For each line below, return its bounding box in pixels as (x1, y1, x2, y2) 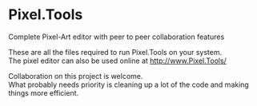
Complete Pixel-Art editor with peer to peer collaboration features (8, 32, 225, 41)
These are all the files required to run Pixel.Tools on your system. (8, 47, 223, 57)
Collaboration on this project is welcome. (8, 71, 143, 80)
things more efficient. (8, 88, 79, 97)
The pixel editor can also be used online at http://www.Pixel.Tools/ (8, 56, 227, 65)
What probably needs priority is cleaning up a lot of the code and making (8, 80, 250, 89)
